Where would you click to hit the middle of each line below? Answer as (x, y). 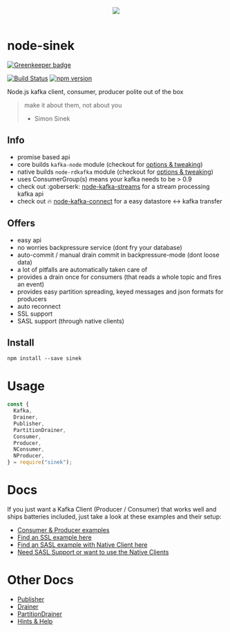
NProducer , (29, 456)
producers (32, 299)
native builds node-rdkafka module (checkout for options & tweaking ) (115, 172)
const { (18, 404)
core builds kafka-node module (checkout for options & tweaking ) (110, 164)
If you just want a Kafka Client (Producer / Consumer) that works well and (112, 509)
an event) (31, 284)
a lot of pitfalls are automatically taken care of (82, 269)
